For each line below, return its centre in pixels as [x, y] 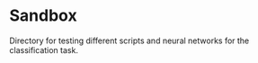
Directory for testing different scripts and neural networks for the [129, 40]
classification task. [44, 49]
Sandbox [44, 16]
